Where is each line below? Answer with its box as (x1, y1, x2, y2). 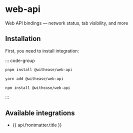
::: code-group (5, 57, 35, 63)
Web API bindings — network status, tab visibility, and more (5, 20, 128, 26)
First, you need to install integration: (5, 47, 79, 53)
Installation (5, 34, 41, 43)
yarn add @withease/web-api (5, 76, 64, 81)
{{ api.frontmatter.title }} (12, 122, 62, 128)
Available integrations (5, 108, 75, 117)
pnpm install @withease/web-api (5, 67, 72, 72)
